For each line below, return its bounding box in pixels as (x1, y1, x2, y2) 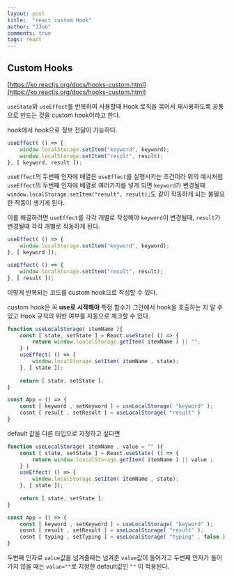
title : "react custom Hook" (7, 17, 92, 24)
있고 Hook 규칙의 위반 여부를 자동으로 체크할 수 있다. (7, 311, 151, 320)
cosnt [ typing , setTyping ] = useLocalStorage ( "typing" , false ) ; (19, 534, 229, 541)
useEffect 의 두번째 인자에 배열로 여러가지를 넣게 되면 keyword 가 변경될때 (7, 181, 206, 190)
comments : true (7, 29, 52, 37)
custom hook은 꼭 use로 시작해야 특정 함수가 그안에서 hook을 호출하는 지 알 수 (7, 302, 223, 311)
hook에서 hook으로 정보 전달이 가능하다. (7, 125, 118, 134)
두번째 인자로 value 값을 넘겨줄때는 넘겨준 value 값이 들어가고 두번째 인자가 (7, 553, 210, 562)
